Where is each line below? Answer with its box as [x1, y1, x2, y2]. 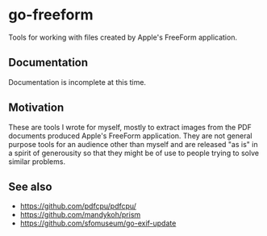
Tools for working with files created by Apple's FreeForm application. [8, 32, 238, 42]
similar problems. [8, 156, 66, 166]
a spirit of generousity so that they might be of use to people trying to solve [8, 148, 260, 158]
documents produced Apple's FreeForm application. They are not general [8, 131, 252, 141]
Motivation [8, 101, 65, 115]
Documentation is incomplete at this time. [8, 77, 147, 86]
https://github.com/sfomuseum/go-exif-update [19, 218, 177, 228]
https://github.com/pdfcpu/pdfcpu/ [19, 201, 137, 211]
